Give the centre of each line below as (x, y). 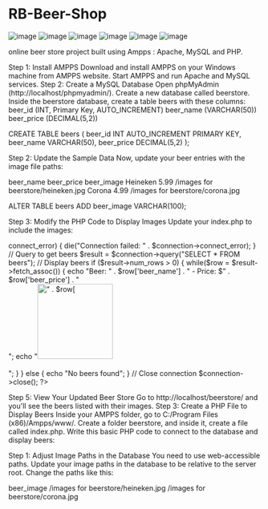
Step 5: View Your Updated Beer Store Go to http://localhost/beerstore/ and (133, 397)
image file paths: (36, 166)
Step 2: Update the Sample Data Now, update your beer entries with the (127, 158)
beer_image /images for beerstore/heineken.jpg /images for (107, 488)
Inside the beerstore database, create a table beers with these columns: (127, 101)
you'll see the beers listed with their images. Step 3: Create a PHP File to (128, 406)
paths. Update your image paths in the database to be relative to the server (132, 464)
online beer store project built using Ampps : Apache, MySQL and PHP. (126, 51)
